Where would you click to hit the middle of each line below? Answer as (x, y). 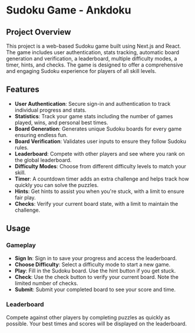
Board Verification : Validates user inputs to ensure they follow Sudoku (100, 141)
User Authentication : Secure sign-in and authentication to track (92, 104)
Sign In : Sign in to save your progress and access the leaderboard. (96, 258)
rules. (22, 147)
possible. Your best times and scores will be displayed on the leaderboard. (97, 324)
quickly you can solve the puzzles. (57, 185)
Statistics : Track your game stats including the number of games (94, 116)
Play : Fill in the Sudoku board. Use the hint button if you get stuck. (95, 271)
